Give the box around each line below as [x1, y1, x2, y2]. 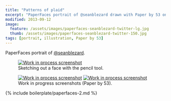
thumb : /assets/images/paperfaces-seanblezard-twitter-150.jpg [10, 31, 147, 36]
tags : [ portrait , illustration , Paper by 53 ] [5, 36, 103, 41]
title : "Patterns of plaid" [5, 7, 65, 13]
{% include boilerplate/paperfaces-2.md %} [5, 90, 98, 96]
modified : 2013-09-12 [5, 17, 51, 22]
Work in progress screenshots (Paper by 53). [18, 80, 112, 86]
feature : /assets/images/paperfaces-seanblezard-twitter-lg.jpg [10, 26, 149, 31]
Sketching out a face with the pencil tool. [18, 64, 104, 71]
